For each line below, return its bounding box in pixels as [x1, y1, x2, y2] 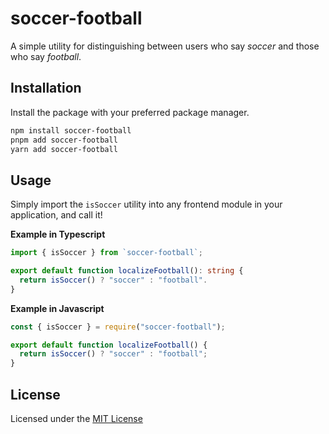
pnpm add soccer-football [10, 135, 118, 145]
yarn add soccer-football [10, 144, 118, 154]
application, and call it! [10, 209, 103, 221]
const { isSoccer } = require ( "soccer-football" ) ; [10, 322, 226, 332]
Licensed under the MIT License [10, 413, 143, 424]
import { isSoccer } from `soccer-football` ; [10, 248, 203, 258]
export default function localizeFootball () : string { [10, 266, 244, 276]
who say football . [10, 50, 82, 62]
